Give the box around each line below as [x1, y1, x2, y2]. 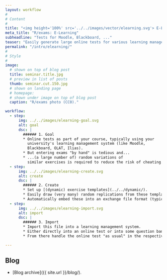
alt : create [18, 174, 43, 179]
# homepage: [9, 91, 35, 95]
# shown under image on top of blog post [9, 95, 97, 100]
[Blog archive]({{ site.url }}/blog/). [12, 270, 82, 276]
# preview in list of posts [9, 77, 68, 82]
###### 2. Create [23, 183, 59, 188]
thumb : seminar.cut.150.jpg [9, 81, 68, 86]
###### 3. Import [23, 220, 59, 225]
